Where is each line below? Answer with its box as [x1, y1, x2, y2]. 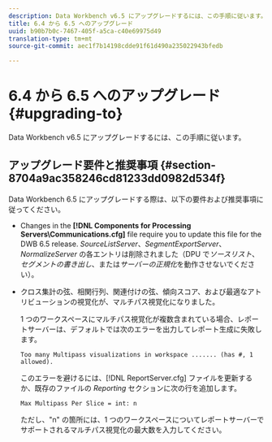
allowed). [19, 357, 54, 366]
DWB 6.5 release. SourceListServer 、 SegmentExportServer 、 [19, 239, 227, 249]
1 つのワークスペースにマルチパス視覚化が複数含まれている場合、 [19, 314, 238, 323]
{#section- [159, 158, 217, 172]
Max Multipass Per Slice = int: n [19, 399, 137, 407]
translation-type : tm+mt [8, 34, 93, 43]
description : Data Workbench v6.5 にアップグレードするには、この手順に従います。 [8, 11, 267, 20]
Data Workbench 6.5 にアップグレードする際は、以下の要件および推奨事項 [8, 194, 257, 204]
